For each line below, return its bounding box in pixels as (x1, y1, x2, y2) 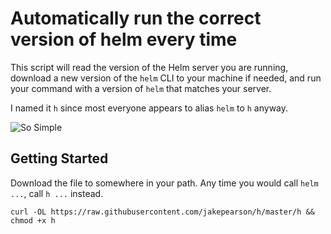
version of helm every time (10, 28, 238, 51)
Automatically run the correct (10, 7, 262, 30)
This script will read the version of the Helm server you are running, (10, 61, 289, 73)
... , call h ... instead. (10, 187, 104, 199)
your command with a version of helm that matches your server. (10, 82, 272, 94)
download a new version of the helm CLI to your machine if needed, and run (10, 72, 322, 84)
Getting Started (10, 150, 109, 167)
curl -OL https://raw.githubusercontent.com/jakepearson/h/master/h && (10, 207, 315, 217)
